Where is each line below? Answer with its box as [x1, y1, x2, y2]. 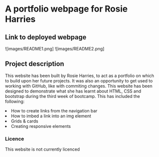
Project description [5, 60, 64, 68]
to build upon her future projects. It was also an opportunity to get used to [5, 78, 153, 83]
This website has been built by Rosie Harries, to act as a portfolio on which [5, 73, 154, 78]
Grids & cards [11, 118, 39, 124]
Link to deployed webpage [5, 33, 87, 41]
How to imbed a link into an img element [11, 113, 91, 119]
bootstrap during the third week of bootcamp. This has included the [5, 93, 140, 99]
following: [5, 98, 25, 104]
